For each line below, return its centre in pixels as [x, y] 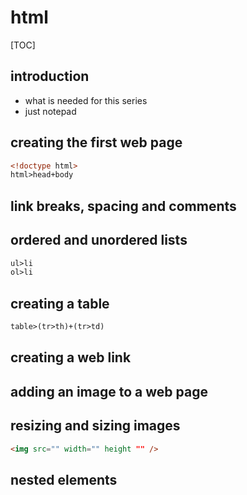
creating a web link [71, 357]
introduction [50, 76]
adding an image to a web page [109, 391]
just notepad [50, 111]
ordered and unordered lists [99, 240]
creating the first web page [96, 142]
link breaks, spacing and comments [123, 206]
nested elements [64, 479]
